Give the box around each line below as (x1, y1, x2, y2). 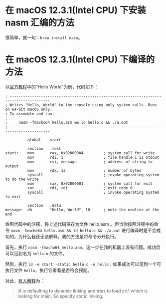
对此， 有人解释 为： (5, 278, 45, 284)
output (5, 163, 19, 169)
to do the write (5, 177, 39, 182)
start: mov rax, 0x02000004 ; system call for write (5, 150, 155, 155)
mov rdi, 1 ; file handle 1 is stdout (27, 155, 160, 160)
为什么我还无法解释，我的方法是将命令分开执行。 (18, 233, 119, 240)
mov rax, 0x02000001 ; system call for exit (27, 181, 153, 186)
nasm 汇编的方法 (5, 17, 75, 28)
